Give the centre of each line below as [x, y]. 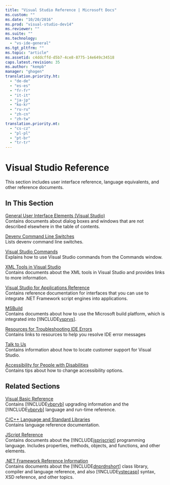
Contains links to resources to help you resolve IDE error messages [76, 334]
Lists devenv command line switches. [44, 241]
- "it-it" [20, 95]
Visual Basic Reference [29, 398]
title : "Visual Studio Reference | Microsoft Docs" [61, 10]
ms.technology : [21, 39]
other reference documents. [35, 187]
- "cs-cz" [20, 128]
